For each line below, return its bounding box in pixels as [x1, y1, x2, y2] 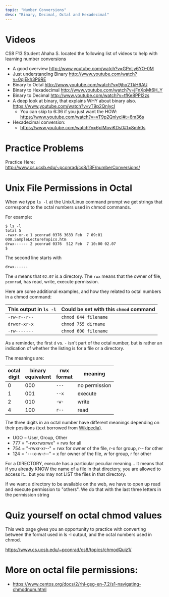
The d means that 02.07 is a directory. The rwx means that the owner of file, [5, 273, 161, 279]
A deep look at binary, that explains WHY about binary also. [12, 98, 137, 104]
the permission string [5, 492, 49, 498]
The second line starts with [5, 255, 62, 261]
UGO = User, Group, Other [12, 435, 68, 441]
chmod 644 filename [61, 314, 108, 320]
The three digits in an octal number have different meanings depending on [5, 420, 160, 426]
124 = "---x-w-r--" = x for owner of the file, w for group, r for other [12, 451, 152, 457]
